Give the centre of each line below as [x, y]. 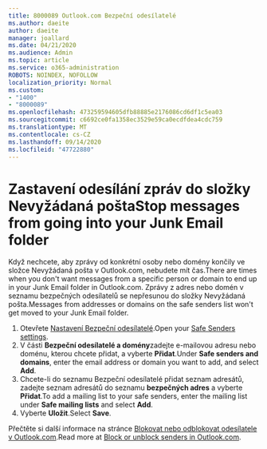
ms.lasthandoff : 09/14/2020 [55, 142]
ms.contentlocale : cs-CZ [49, 134]
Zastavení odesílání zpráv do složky [130, 189]
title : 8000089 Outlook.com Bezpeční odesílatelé [92, 16]
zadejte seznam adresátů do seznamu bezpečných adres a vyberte [131, 387]
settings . [34, 337]
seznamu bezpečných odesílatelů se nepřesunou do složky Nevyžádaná [127, 296]
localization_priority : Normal [60, 82]
